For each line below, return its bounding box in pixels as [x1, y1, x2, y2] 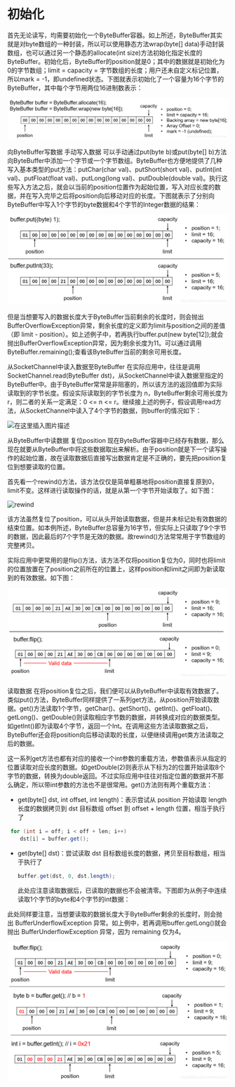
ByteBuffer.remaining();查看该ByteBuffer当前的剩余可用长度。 [7, 348, 186, 356]
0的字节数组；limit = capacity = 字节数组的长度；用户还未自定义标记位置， [7, 66, 223, 74]
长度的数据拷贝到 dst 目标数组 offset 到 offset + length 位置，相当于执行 [17, 804, 226, 813]
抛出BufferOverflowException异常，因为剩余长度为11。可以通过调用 [7, 339, 202, 347]
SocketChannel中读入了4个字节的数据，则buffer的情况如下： [25, 406, 202, 415]
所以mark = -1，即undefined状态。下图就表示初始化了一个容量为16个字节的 [7, 74, 224, 83]
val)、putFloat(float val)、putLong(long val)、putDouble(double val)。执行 [7, 173, 222, 182]
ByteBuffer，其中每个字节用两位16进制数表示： [7, 84, 143, 92]
